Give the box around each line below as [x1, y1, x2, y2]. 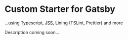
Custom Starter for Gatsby [4, 3, 116, 15]
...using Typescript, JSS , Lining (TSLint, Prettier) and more [4, 20, 123, 26]
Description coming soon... [4, 29, 60, 35]
